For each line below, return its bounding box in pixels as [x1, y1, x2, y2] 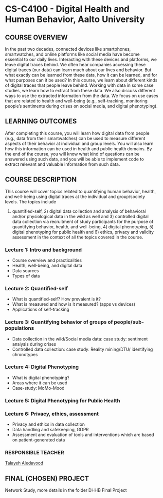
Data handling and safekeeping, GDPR [12, 427, 89, 433]
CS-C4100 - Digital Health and [5, 3, 130, 15]
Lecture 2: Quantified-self [5, 285, 68, 292]
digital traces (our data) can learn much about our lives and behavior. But [5, 67, 152, 73]
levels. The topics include [5, 199, 56, 204]
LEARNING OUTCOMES [5, 117, 77, 125]
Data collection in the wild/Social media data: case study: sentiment [12, 336, 148, 342]
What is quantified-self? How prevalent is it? [12, 296, 101, 302]
